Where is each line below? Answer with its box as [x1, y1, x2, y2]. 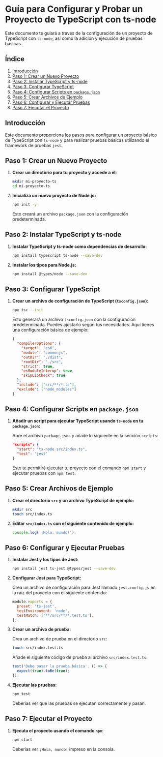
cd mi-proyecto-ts [12, 183, 50, 189]
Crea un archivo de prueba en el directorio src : [12, 636, 108, 642]
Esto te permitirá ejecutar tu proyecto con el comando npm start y [12, 465, 146, 471]
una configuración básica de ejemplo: [12, 327, 89, 333]
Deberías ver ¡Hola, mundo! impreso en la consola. [12, 746, 115, 752]
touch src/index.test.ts [12, 645, 63, 650]
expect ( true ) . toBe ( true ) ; [17, 668, 70, 673]
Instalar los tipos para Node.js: [12, 262, 77, 268]
